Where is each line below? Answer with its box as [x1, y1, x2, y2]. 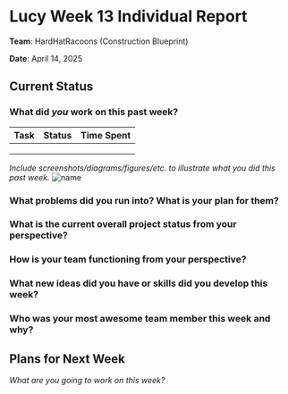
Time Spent [80, 129, 131, 141]
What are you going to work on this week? [9, 375, 165, 386]
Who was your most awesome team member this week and [9, 313, 271, 325]
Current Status [9, 79, 94, 95]
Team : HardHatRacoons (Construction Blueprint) [9, 36, 189, 46]
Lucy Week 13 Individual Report [9, 6, 248, 27]
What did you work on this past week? [9, 105, 179, 118]
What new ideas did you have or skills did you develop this [9, 277, 268, 289]
